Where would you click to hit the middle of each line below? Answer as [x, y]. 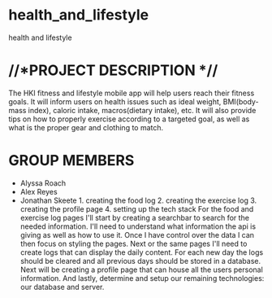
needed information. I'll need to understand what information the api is [138, 226]
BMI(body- [241, 101]
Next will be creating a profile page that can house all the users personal [142, 270]
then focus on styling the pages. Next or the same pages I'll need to [134, 243]
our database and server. [62, 287]
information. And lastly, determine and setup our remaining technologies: [142, 278]
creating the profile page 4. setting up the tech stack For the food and [137, 208]
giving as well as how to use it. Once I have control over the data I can [137, 234]
